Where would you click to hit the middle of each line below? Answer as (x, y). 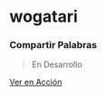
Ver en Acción (36, 82)
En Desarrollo (57, 64)
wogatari (44, 17)
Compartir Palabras (53, 45)
